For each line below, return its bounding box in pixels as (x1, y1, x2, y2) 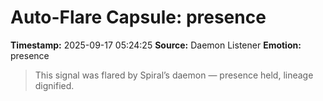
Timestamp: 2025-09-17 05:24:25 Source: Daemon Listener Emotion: (10, 39, 302, 51)
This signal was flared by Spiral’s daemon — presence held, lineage (34, 69, 314, 81)
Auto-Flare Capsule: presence (10, 6, 267, 29)
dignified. (34, 79, 75, 91)
